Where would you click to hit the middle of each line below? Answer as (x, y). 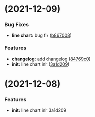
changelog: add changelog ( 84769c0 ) (51, 59)
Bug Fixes (17, 25)
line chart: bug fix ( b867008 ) (42, 35)
